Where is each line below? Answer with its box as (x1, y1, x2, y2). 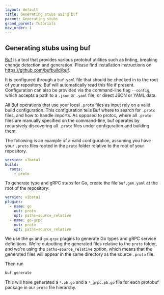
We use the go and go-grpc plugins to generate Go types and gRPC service (5, 236, 156, 241)
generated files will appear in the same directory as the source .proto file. (5, 251, 155, 257)
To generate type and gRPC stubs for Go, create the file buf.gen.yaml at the (5, 180, 158, 186)
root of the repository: (5, 185, 50, 191)
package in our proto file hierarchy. (5, 285, 77, 291)
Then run (5, 261, 24, 267)
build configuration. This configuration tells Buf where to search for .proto (5, 107, 156, 113)
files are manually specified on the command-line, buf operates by (5, 118, 140, 123)
